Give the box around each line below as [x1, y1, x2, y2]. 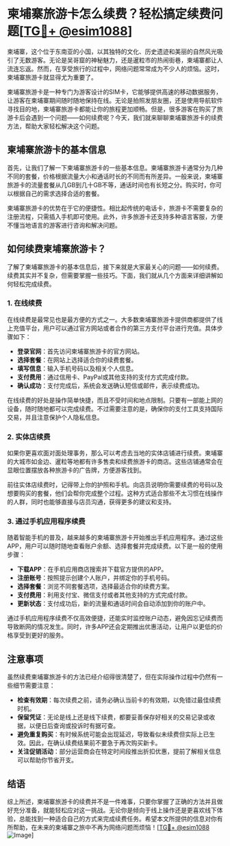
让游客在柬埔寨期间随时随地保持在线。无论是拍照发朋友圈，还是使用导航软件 [7, 96, 223, 104]
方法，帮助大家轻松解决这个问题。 [7, 121, 103, 130]
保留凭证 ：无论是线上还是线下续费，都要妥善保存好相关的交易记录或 [16, 713, 209, 721]
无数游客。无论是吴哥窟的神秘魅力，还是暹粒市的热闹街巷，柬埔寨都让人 [18, 56, 223, 64]
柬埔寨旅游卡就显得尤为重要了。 [7, 73, 97, 81]
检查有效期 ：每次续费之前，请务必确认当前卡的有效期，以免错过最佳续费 [16, 696, 221, 704]
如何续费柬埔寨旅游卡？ [7, 243, 106, 255]
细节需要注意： [12, 681, 55, 690]
